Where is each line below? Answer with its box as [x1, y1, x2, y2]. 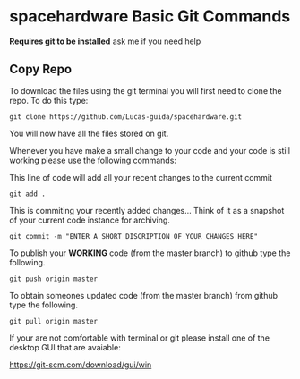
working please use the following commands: [9, 155, 177, 165]
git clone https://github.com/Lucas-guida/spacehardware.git [9, 112, 243, 122]
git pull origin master [9, 316, 99, 325]
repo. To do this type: [9, 95, 89, 105]
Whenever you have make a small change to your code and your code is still [9, 145, 291, 156]
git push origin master [9, 274, 99, 283]
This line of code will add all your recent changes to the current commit [9, 172, 273, 182]
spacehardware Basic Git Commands [9, 6, 291, 27]
